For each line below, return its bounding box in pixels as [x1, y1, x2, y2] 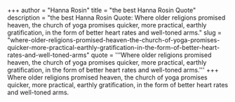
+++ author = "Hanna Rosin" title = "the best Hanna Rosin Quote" [7, 6, 196, 14]
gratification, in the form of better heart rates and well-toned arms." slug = [7, 28, 222, 37]
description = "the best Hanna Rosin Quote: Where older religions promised [7, 13, 226, 22]
